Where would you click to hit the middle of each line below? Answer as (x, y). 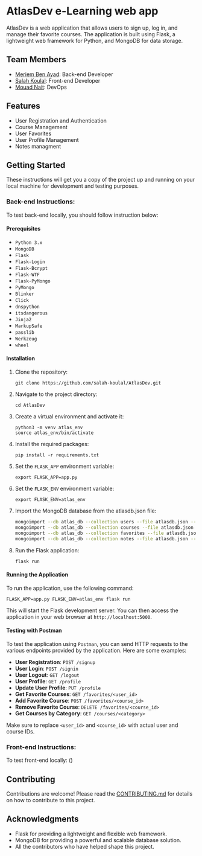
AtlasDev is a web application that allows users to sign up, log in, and (92, 28)
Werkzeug (26, 339)
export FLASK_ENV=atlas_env (50, 500)
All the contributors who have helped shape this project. (85, 846)
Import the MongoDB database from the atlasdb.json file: (86, 511)
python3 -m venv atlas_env (49, 428)
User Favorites (33, 133)
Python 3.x (29, 243)
